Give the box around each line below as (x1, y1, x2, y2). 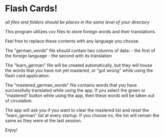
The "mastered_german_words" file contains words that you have (5, 82, 137, 88)
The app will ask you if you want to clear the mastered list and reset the (5, 107, 149, 113)
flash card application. (5, 72, 50, 78)
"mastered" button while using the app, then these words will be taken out (5, 92, 155, 98)
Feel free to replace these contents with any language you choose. (5, 38, 140, 44)
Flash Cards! (5, 3, 58, 14)
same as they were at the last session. (5, 117, 82, 123)
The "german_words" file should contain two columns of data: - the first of (5, 47, 156, 53)
